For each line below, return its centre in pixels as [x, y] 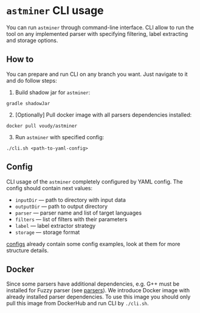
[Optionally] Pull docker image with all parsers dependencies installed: [103, 115]
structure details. [27, 250]
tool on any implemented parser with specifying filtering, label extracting [97, 33]
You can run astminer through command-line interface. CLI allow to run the [100, 27]
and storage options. [32, 40]
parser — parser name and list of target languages [78, 213]
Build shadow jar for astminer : [53, 92]
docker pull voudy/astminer [42, 126]
